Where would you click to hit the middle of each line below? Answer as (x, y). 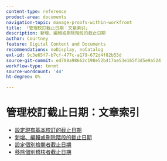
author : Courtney (27, 39)
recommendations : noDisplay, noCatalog (55, 50)
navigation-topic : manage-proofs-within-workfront (69, 22)
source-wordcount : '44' (35, 71)
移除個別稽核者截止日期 (43, 152)
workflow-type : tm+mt (33, 66)
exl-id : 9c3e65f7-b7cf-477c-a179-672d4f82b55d (64, 55)
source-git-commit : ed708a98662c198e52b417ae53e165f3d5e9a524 (83, 60)
